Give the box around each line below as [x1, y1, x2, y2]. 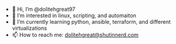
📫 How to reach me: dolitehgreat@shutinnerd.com [11, 32, 139, 38]
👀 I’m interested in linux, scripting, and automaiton [11, 12, 137, 19]
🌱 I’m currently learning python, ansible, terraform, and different [11, 18, 171, 25]
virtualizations [11, 24, 47, 32]
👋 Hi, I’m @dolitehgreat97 [11, 6, 75, 12]
